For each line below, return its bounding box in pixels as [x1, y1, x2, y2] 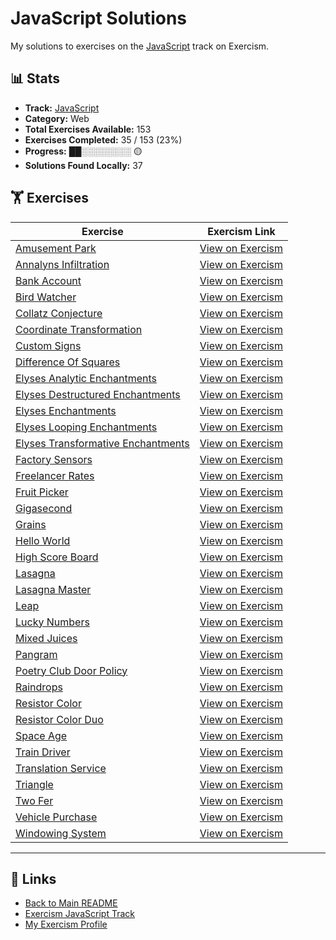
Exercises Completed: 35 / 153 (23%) [24, 133, 183, 146]
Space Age [15, 728, 68, 742]
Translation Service [15, 761, 107, 775]
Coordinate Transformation [15, 322, 143, 336]
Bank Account [15, 273, 82, 287]
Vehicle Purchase [15, 810, 98, 824]
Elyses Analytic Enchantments [15, 371, 157, 385]
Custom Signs [15, 338, 82, 352]
